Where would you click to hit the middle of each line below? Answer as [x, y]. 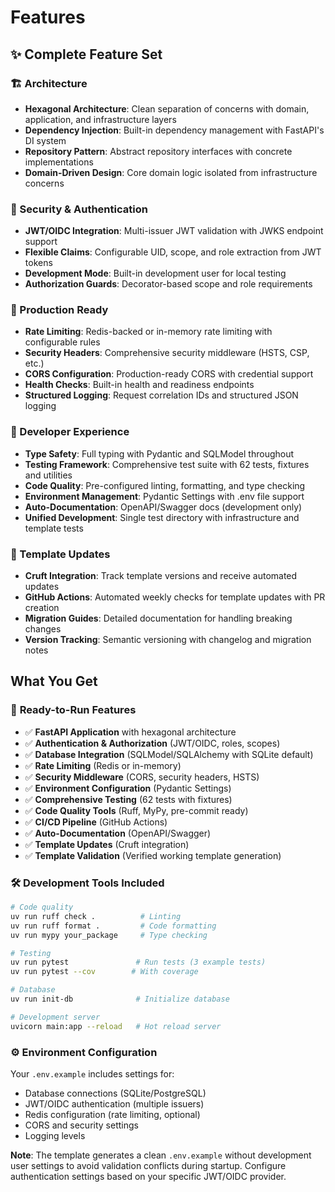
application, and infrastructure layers [100, 119]
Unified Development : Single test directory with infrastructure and [162, 517]
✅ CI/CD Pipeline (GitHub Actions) [96, 822]
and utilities [48, 475]
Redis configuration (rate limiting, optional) [112, 1114]
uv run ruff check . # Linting [96, 916]
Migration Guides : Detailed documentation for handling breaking [158, 618]
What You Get [54, 681]
